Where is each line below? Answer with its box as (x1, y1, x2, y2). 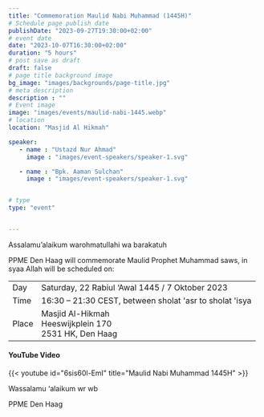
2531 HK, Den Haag (41, 328, 118, 339)
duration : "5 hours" (8, 49, 78, 57)
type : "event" (8, 204, 56, 213)
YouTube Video (8, 350, 60, 360)
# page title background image (8, 71, 113, 79)
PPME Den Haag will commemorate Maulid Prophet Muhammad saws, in (8, 255, 248, 265)
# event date (8, 34, 52, 43)
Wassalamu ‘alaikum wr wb (8, 384, 99, 394)
